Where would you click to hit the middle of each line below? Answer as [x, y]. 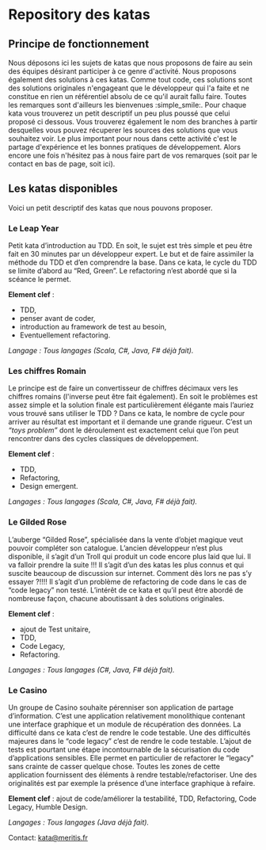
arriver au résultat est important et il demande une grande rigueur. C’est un [130, 422]
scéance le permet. [40, 280]
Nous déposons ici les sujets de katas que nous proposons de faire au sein [131, 63]
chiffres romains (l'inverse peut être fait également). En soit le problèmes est [133, 397]
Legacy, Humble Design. [48, 807]
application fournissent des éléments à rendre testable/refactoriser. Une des [133, 775]
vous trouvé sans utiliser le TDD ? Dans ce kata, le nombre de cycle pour [127, 414]
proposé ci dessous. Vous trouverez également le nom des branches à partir [133, 122]
